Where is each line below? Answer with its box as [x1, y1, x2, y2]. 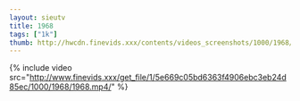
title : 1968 [9, 21, 54, 30]
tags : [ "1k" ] [9, 29, 58, 38]
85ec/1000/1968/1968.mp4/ [9, 81, 112, 92]
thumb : [9, 38, 34, 47]
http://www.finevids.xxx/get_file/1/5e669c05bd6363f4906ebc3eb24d [29, 72, 287, 83]
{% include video [9, 63, 73, 73]
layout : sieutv [9, 13, 66, 22]
